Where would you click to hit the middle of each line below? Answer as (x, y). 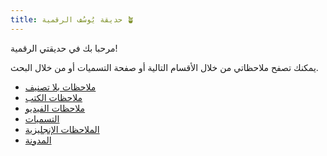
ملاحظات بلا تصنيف (60, 87)
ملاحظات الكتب (53, 97)
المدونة (38, 140)
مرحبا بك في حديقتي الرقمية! (64, 48)
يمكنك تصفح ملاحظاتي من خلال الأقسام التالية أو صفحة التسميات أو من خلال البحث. (164, 67)
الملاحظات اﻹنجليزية (62, 129)
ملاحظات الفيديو (55, 108)
